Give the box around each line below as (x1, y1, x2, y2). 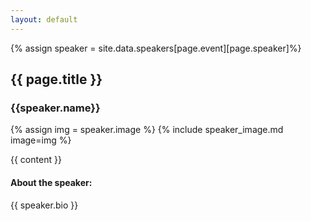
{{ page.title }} (10, 71, 103, 88)
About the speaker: (10, 176, 93, 188)
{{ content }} (10, 154, 62, 166)
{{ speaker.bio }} (10, 199, 79, 211)
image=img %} (10, 134, 72, 146)
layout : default (10, 14, 78, 25)
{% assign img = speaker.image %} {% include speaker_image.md (10, 124, 284, 136)
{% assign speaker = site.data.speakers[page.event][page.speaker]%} (10, 42, 302, 54)
